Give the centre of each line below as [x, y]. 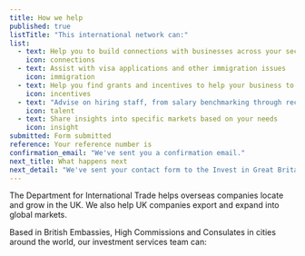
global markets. [39, 215]
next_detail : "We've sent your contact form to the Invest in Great [142, 170]
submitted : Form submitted [60, 136]
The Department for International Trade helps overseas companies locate [147, 195]
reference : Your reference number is [81, 144]
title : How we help [46, 18]
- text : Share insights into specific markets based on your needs [148, 119]
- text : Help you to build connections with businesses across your [150, 52]
